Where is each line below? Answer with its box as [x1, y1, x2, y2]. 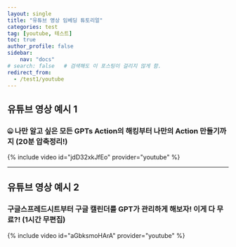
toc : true [7, 36, 37, 44]
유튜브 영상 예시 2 [7, 182, 79, 194]
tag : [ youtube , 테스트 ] [7, 29, 72, 37]
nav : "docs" [20, 56, 55, 63]
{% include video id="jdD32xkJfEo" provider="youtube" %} [7, 153, 181, 161]
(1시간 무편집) [22, 215, 66, 225]
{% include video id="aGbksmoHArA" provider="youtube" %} [7, 231, 185, 239]
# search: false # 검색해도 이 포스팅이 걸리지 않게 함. [7, 62, 162, 69]
